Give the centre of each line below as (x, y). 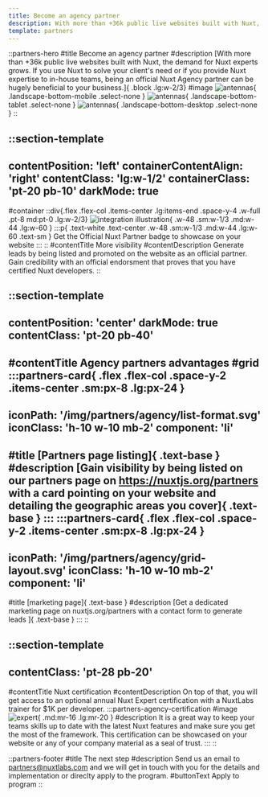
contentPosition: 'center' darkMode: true (113, 323)
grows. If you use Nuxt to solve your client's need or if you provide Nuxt (127, 71)
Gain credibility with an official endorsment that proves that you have (122, 261)
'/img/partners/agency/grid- (133, 558)
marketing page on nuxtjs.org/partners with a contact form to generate (126, 611)
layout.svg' (37, 571)
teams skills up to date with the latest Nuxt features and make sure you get (132, 725)
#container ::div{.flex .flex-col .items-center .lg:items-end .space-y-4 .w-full (134, 211)
